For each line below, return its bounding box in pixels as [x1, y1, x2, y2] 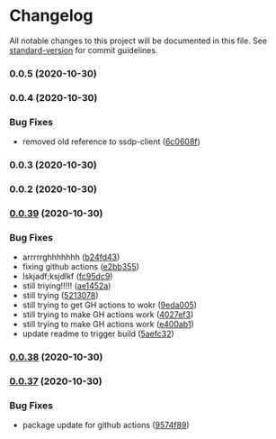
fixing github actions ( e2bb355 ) [22, 261, 139, 272]
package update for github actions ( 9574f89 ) [22, 420, 191, 431]
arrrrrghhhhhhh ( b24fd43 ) [22, 252, 120, 262]
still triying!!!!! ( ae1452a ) [22, 280, 111, 291]
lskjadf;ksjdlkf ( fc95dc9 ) [22, 271, 113, 282]
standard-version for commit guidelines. [9, 44, 158, 55]
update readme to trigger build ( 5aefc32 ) [22, 328, 175, 339]
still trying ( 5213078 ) [22, 290, 99, 301]
